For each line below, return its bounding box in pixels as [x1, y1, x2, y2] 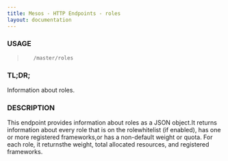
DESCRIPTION [7, 103, 55, 113]
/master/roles [33, 54, 74, 62]
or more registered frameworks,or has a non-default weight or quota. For [7, 133, 213, 141]
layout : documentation [7, 16, 72, 23]
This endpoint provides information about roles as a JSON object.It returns [7, 119, 218, 127]
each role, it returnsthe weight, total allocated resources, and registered [7, 140, 210, 149]
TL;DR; [7, 70, 31, 79]
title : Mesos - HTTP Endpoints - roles [7, 10, 121, 17]
